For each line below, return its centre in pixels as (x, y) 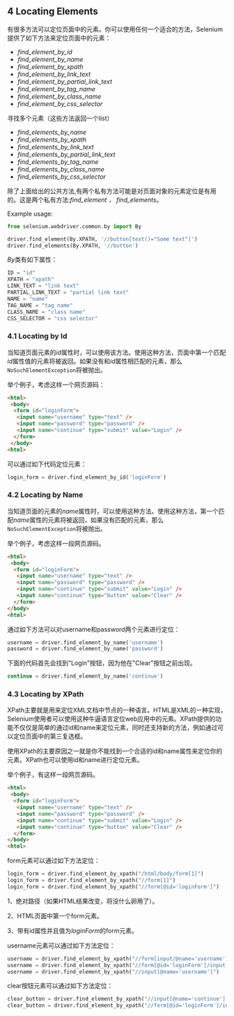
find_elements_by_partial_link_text (66, 154)
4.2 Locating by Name (45, 495)
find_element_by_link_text (54, 74)
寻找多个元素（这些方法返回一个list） (60, 118)
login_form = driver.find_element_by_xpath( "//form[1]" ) (92, 881)
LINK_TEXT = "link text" (43, 286)
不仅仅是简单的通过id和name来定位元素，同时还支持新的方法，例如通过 (115, 728)
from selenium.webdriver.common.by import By (74, 226)
